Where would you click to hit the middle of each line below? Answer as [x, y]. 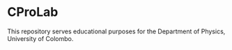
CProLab [33, 12]
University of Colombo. [40, 38]
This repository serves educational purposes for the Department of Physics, [116, 31]
